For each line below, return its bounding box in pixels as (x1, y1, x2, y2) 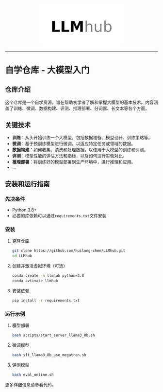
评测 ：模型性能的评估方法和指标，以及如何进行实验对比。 (12, 153, 127, 159)
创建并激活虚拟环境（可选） (12, 263, 68, 269)
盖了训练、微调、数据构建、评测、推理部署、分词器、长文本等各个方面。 (5, 105, 149, 111)
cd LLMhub (12, 253, 33, 259)
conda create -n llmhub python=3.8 (12, 273, 84, 278)
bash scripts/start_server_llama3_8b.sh (12, 333, 95, 338)
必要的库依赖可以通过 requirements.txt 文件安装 (12, 213, 107, 219)
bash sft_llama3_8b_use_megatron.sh (12, 352, 86, 357)
